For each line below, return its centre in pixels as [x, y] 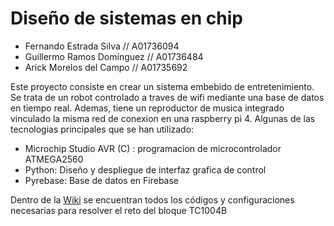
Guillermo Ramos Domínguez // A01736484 [114, 56]
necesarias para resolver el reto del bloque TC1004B [119, 210]
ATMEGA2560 [54, 159]
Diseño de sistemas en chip [126, 18]
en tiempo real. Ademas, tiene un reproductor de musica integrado [147, 108]
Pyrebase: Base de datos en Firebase [102, 180]
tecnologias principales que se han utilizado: [102, 129]
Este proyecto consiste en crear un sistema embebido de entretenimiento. [162, 86]
